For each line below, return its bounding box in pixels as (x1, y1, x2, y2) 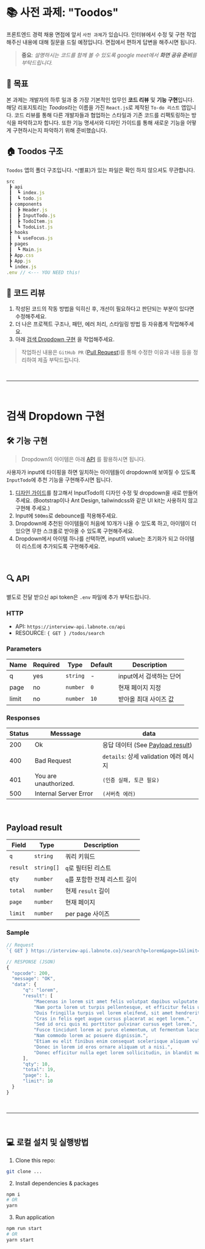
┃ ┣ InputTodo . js (9, 212, 56, 219)
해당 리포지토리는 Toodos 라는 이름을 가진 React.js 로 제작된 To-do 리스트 (6, 103, 180, 111)
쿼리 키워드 (65, 852, 96, 860)
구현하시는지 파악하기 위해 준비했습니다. (12, 126, 108, 134)
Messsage (50, 729, 81, 738)
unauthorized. (34, 779, 75, 788)
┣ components (9, 201, 43, 208)
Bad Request (34, 756, 71, 764)
